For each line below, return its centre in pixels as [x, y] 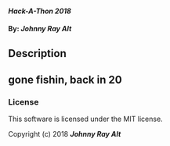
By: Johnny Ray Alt [40, 29]
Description [37, 53]
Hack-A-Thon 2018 [40, 11]
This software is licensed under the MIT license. [85, 119]
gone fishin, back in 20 [65, 79]
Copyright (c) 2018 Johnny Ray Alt [65, 134]
